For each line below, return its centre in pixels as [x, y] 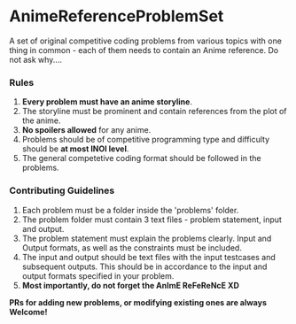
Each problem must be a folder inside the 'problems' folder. [130, 210]
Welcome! [28, 312]
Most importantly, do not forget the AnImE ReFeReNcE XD [130, 285]
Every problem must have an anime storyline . [107, 102]
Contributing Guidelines [62, 190]
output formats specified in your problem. [98, 275]
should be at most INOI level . [75, 149]
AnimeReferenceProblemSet [117, 16]
